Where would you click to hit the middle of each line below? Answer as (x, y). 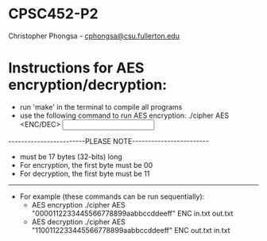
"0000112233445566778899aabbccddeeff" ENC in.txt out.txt (132, 213)
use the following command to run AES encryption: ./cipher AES (124, 115)
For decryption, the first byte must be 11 (85, 173)
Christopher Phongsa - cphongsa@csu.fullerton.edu (94, 36)
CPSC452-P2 (53, 14)
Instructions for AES (76, 68)
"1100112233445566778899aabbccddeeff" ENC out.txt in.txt (131, 230)
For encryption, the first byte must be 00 (86, 165)
